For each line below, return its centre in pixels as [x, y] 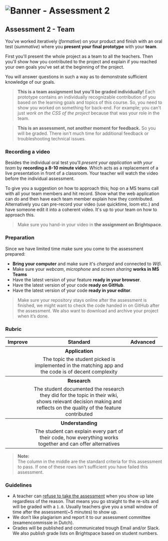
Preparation [20, 238]
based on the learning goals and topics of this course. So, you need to [90, 102]
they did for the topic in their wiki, [79, 395]
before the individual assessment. [40, 178]
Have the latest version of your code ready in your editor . [72, 290]
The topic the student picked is [79, 359]
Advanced [143, 342]
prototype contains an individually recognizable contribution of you [86, 97]
